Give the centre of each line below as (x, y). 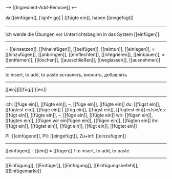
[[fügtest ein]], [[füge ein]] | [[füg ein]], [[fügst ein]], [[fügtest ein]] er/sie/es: (86, 110)
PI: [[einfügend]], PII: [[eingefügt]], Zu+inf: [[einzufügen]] (66, 136)
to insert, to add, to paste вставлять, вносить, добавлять (66, 75)
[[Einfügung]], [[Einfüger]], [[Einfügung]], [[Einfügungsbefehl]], (72, 165)
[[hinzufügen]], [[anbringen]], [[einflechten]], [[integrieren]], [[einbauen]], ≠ (85, 54)
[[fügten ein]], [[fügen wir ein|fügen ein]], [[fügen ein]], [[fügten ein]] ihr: (82, 121)
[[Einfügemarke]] (23, 171)
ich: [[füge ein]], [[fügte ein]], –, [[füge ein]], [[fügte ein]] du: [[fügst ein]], (83, 104)
